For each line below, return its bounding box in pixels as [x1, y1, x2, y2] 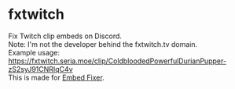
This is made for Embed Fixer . [8, 73, 105, 82]
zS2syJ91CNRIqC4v [8, 64, 73, 73]
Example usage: [8, 48, 61, 57]
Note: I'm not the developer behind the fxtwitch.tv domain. [8, 39, 198, 48]
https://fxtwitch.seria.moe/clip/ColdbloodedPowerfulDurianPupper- [8, 56, 226, 66]
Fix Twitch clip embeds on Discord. [8, 31, 122, 41]
